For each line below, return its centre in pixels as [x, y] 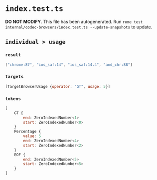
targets [14, 77]
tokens [13, 98]
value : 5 [32, 136]
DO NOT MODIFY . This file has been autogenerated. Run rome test [74, 21]
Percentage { [28, 132]
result [13, 55]
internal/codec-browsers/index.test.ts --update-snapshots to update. [79, 27]
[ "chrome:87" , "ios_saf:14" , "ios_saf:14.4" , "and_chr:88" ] [69, 65]
